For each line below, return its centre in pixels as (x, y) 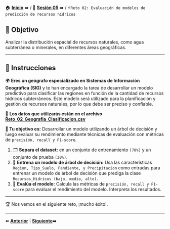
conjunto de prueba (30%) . (40, 157)
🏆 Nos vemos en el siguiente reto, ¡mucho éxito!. (57, 204)
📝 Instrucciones (31, 68)
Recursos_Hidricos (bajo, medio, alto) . (55, 178)
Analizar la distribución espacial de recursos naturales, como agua (75, 42)
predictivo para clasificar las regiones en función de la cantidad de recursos (84, 93)
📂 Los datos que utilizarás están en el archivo (54, 114)
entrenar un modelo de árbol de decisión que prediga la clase (77, 173)
